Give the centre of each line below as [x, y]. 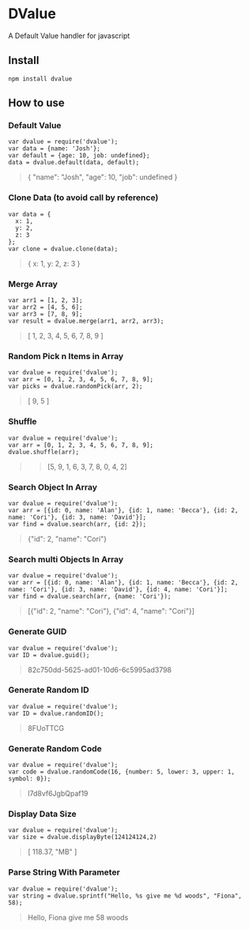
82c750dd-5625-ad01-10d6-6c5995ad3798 [100, 670]
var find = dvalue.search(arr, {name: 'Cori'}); [90, 597]
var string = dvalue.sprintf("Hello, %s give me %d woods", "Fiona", [125, 896]
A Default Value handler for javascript [69, 36]
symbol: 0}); [30, 779]
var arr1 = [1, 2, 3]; [45, 301]
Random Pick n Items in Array [66, 356]
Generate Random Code [55, 748]
